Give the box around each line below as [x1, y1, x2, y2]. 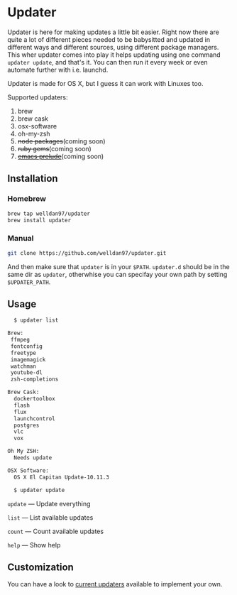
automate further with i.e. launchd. [7, 65, 109, 74]
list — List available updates [7, 513, 94, 522]
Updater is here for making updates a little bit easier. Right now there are [7, 28, 220, 36]
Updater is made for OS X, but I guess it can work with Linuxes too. [7, 79, 204, 87]
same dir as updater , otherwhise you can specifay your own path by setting [7, 270, 228, 278]
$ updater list [13, 317, 59, 324]
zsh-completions [10, 376, 59, 383]
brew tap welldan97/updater [7, 210, 91, 217]
